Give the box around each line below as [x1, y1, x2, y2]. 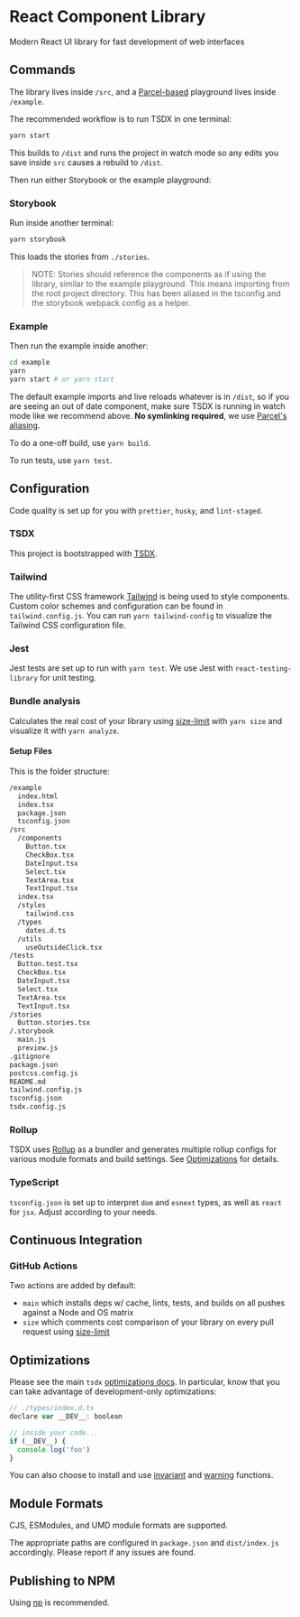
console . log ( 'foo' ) [17, 1445, 91, 1454]
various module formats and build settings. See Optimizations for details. [9, 1154, 279, 1165]
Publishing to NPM [9, 1573, 115, 1588]
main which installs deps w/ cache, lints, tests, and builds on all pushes [22, 1297, 286, 1308]
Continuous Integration [9, 1232, 142, 1248]
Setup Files [9, 746, 52, 757]
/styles [17, 901, 47, 910]
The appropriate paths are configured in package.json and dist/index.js [9, 1538, 279, 1548]
